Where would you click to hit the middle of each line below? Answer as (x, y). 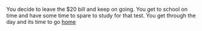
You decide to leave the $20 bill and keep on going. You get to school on (97, 9)
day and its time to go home (41, 22)
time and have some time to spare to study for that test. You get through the (101, 15)
